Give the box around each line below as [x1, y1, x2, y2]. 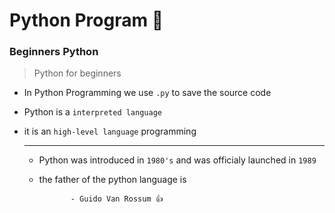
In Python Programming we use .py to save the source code [23, 87, 272, 99]
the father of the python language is [38, 174, 187, 186]
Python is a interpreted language [23, 106, 162, 118]
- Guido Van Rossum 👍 [70, 194, 164, 204]
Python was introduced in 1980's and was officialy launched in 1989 [38, 154, 317, 166]
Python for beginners [33, 67, 122, 79]
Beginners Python [9, 45, 99, 59]
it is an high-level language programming [23, 125, 197, 138]
